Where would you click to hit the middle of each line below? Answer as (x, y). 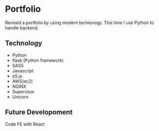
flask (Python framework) (38, 60)
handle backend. (22, 27)
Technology (24, 43)
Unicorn (20, 97)
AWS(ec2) (23, 81)
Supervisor (23, 91)
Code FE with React (25, 124)
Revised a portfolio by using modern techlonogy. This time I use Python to (79, 23)
